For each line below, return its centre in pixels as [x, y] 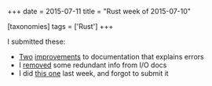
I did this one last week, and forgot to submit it [94, 73]
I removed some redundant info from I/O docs [93, 65]
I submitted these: [37, 41]
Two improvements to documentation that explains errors [111, 57]
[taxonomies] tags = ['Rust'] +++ [60, 26]
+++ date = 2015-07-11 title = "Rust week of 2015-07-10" [99, 11]
